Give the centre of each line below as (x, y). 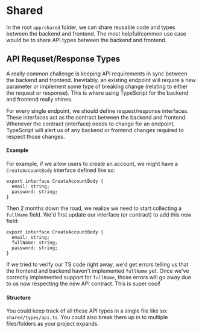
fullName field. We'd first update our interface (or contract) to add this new (99, 214)
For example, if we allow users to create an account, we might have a (92, 163)
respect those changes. (36, 136)
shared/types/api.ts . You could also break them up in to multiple (87, 317)
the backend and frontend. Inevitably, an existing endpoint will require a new (101, 80)
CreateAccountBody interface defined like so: (61, 170)
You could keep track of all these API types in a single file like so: (87, 311)
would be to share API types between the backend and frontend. (87, 40)
